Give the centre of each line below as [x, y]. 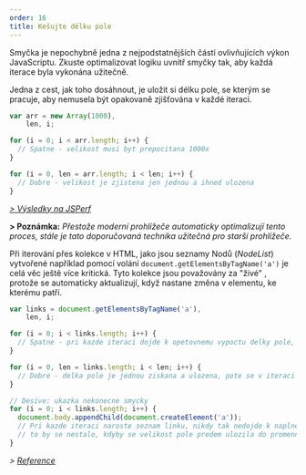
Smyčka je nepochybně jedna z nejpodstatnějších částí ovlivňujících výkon [149, 52]
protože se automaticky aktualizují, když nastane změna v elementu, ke [143, 283]
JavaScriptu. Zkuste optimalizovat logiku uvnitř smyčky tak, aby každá [141, 62]
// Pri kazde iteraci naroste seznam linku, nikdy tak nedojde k [144, 426]
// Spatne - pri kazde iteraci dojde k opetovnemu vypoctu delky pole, [157, 343]
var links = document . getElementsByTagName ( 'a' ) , [106, 309]
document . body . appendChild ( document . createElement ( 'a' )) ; [130, 418]
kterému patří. [36, 292]
